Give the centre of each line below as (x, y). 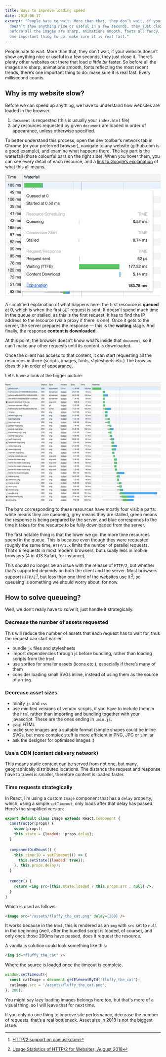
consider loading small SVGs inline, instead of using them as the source (85, 674)
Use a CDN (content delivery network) (52, 753)
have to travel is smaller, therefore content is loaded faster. (65, 775)
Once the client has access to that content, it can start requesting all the (79, 355)
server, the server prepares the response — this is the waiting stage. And (80, 326)
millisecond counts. (25, 78)
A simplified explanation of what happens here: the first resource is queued (82, 305)
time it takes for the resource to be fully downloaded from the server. (75, 525)
